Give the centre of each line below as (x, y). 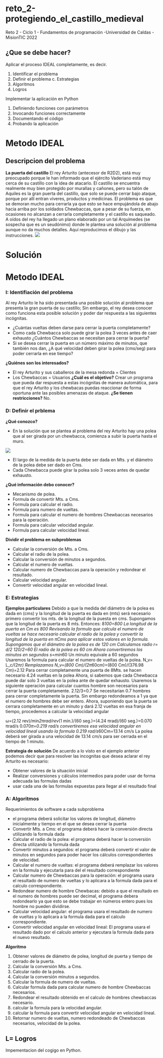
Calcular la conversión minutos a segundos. (56, 977)
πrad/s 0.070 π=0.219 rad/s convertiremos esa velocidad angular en (73, 726)
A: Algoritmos (22, 799)
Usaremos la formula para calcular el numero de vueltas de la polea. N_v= (79, 660)
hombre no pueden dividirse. (41, 906)
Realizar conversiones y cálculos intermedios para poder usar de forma (84, 776)
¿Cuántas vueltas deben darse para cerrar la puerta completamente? (81, 328)
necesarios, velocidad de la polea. (47, 1024)
